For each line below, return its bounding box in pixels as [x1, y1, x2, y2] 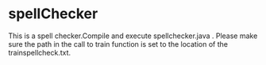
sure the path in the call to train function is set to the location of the [8, 39, 229, 48]
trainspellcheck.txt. [8, 48, 71, 57]
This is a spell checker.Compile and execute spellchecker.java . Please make [8, 31, 258, 40]
